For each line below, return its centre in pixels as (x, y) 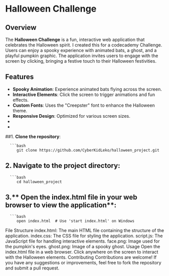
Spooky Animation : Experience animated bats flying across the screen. (87, 89)
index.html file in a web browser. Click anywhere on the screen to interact (82, 252)
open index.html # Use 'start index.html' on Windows (76, 221)
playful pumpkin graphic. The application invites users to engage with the (82, 56)
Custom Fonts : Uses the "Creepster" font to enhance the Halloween (84, 105)
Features (19, 77)
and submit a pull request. (32, 268)
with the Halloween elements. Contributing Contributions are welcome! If (81, 257)
